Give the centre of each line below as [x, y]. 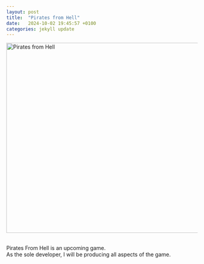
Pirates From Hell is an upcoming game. [56, 248]
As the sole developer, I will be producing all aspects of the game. [89, 255]
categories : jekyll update [40, 29]
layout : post [23, 12]
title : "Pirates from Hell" [43, 18]
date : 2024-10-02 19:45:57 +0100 [51, 23]
